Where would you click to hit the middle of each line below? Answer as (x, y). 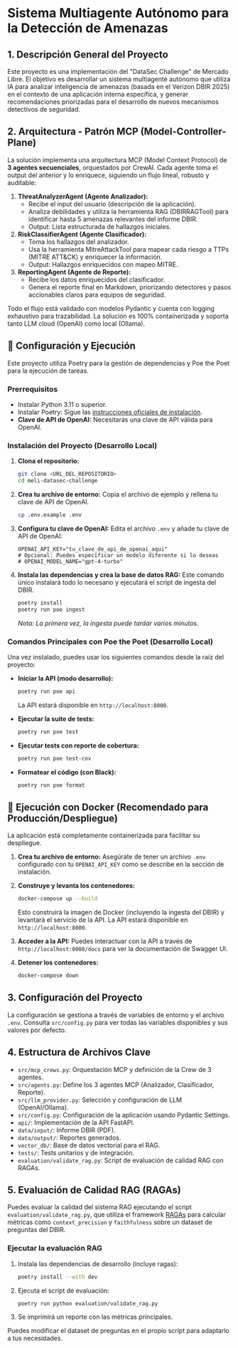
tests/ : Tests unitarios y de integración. (76, 1152)
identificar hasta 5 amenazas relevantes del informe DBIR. (113, 219)
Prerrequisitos (33, 389)
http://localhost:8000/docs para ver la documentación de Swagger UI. (123, 949)
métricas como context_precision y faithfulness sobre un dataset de (110, 1222)
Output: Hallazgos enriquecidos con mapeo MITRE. (103, 264)
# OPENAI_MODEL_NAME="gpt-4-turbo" (70, 561)
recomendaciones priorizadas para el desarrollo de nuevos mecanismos (113, 102)
